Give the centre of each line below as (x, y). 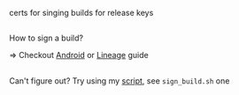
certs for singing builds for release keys (81, 13)
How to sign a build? (46, 38)
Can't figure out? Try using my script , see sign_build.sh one (119, 80)
